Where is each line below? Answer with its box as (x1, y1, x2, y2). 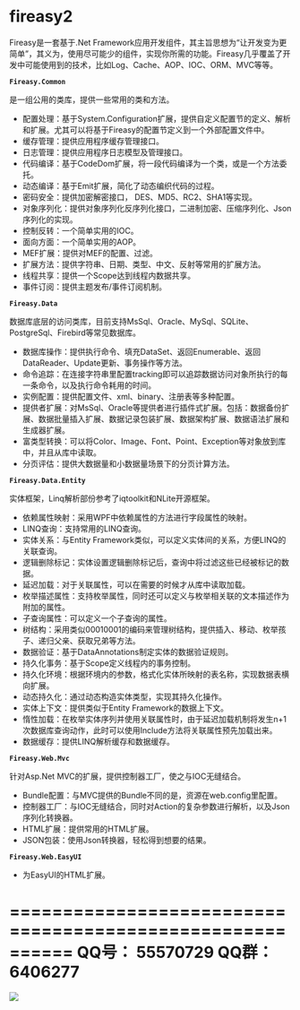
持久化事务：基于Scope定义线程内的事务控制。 (21, 657, 195, 669)
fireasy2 (9, 6, 73, 27)
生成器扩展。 (21, 424, 70, 436)
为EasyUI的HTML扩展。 (21, 869, 110, 880)
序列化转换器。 (21, 812, 78, 823)
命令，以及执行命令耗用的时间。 (38, 379, 157, 391)
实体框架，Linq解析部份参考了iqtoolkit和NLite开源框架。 (9, 493, 215, 504)
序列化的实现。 (21, 213, 78, 225)
